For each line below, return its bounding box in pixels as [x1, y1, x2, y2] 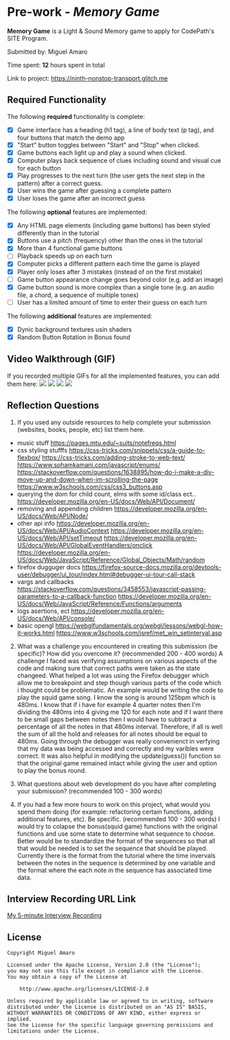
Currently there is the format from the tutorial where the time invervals [16, 851, 216, 860]
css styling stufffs [16, 446, 68, 454]
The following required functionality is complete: [7, 112, 146, 120]
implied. [7, 1016, 32, 1023]
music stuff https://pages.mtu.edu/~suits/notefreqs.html [16, 438, 176, 447]
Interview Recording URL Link [7, 893, 136, 904]
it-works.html [16, 629, 55, 637]
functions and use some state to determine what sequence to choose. [16, 830, 216, 838]
